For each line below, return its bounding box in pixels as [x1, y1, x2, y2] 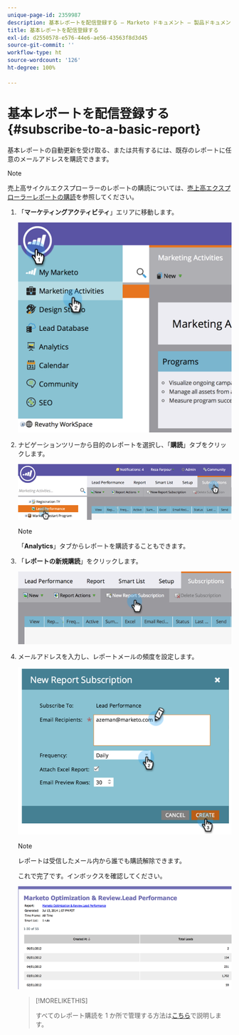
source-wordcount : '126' [7, 57, 81, 64]
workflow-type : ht [7, 49, 62, 56]
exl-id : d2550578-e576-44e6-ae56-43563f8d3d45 [7, 34, 148, 41]
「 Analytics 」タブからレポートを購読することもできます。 [17, 541, 190, 550]
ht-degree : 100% [7, 64, 55, 71]
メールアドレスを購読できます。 [19, 154, 113, 163]
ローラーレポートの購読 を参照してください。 [7, 193, 139, 201]
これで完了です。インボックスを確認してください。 [17, 872, 166, 880]
